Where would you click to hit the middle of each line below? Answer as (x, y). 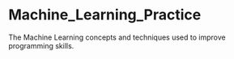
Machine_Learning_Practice (105, 15)
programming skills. (41, 45)
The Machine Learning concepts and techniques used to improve (117, 37)
